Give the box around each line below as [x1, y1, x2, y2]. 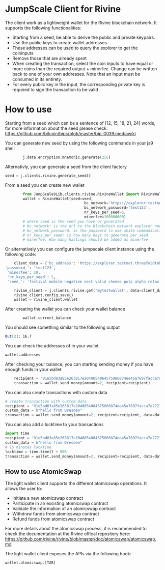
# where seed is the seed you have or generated [23, 219, 124, 224]
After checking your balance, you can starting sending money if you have [5, 361, 154, 367]
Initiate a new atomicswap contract [12, 495, 83, 501]
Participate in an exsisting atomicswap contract [12, 500, 109, 507]
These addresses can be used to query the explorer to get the [12, 45, 138, 51]
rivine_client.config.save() [14, 292, 74, 298]
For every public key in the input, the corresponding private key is [12, 81, 145, 87]
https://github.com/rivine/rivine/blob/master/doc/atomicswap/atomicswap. [5, 536, 157, 542]
